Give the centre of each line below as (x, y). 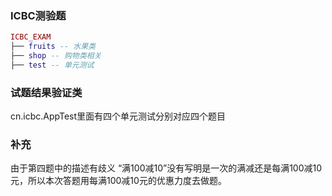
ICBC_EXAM (31, 37)
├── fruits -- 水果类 (53, 47)
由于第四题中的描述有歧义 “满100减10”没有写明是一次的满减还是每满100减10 (166, 168)
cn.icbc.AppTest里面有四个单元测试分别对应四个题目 (118, 116)
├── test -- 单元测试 (52, 65)
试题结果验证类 (46, 92)
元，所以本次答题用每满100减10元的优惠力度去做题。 (118, 181)
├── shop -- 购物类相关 (56, 56)
